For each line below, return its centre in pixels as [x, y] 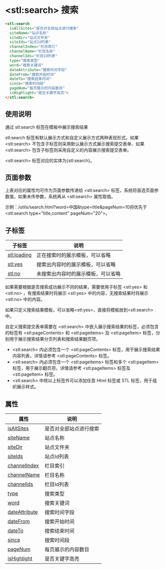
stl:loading [20, 255]
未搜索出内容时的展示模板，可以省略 [79, 274]
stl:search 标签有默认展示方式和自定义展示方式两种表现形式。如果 [72, 137]
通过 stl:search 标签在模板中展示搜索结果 [47, 127]
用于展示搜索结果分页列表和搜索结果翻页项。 [55, 339]
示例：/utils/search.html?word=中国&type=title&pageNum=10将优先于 [76, 207]
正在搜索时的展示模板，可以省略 [74, 255]
